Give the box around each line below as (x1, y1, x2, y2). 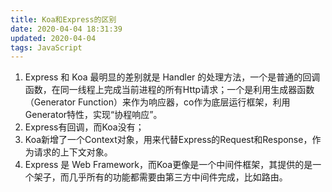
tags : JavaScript (10, 42, 83, 53)
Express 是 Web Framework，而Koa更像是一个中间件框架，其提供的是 (24, 159, 313, 171)
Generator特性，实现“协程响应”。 (24, 109, 163, 121)
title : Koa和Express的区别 (10, 14, 117, 25)
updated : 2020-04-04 (10, 33, 97, 43)
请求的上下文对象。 (33, 146, 113, 158)
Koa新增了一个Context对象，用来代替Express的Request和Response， (24, 134, 313, 146)
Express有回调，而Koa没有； (24, 121, 145, 133)
